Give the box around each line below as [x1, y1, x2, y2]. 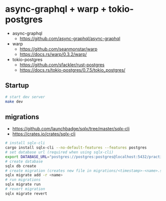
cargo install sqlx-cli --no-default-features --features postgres [5, 145, 147, 150]
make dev [5, 99, 23, 104]
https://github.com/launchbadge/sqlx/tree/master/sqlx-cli [12, 126, 130, 132]
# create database [5, 159, 43, 164]
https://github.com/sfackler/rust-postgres [19, 62, 105, 68]
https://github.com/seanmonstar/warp [19, 46, 98, 52]
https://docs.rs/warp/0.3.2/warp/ [19, 51, 87, 57]
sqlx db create [5, 163, 37, 168]
